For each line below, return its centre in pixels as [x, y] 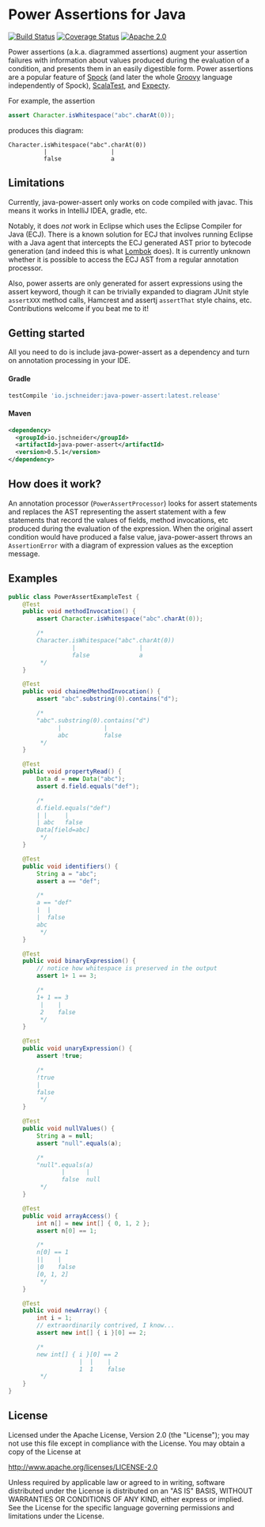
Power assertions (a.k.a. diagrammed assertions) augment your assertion [128, 51]
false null [81, 1180]
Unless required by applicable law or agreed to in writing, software [117, 1482]
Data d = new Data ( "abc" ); [81, 779]
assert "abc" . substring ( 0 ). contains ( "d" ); [108, 699]
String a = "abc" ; [67, 873]
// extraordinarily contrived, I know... [106, 1326]
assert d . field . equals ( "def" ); [88, 786]
